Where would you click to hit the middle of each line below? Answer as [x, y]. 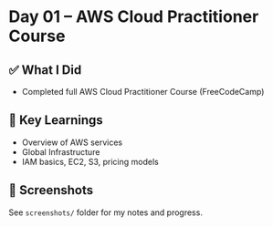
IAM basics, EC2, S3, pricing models [90, 161]
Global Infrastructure [61, 151]
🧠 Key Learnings [56, 120]
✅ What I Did [45, 70]
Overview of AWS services [72, 142]
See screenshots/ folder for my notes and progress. [105, 212]
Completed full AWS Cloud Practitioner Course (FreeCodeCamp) [143, 92]
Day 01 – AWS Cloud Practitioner [134, 17]
